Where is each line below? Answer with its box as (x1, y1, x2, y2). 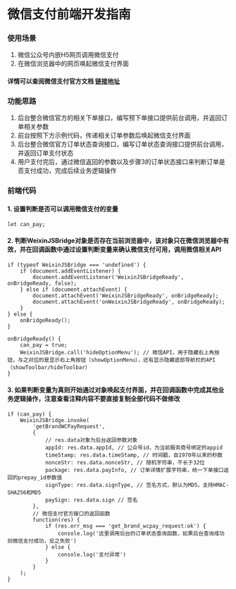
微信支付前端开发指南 (7, 6, 132, 23)
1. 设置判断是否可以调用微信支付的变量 (7, 204, 118, 213)
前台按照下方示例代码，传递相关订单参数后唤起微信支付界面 (17, 131, 191, 139)
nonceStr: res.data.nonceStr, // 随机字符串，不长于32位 (44, 459, 206, 466)
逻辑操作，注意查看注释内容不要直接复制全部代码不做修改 (13, 395, 180, 403)
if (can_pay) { (7, 410, 52, 418)
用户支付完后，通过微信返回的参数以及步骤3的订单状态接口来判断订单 (17, 158, 220, 166)
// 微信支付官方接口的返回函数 (32, 510, 111, 517)
